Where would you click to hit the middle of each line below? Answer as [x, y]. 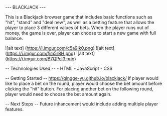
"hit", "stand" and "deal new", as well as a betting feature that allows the [80, 22]
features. [15, 109]
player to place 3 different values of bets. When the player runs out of [77, 28]
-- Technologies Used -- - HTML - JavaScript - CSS [59, 68]
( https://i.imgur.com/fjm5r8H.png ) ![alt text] [50, 53]
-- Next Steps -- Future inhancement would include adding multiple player [82, 104]
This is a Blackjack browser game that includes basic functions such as [79, 17]
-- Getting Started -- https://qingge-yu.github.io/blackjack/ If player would [82, 78]
